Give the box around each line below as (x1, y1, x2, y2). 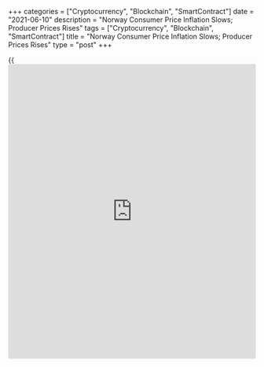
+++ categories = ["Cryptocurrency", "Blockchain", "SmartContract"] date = (8, 7, 255, 16)
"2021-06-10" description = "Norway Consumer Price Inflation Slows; (8, 15, 233, 24)
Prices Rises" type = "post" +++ (8, 40, 112, 50)
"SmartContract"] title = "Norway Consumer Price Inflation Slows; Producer (8, 31, 253, 41)
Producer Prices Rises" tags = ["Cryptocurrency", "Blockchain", (8, 24, 214, 32)
